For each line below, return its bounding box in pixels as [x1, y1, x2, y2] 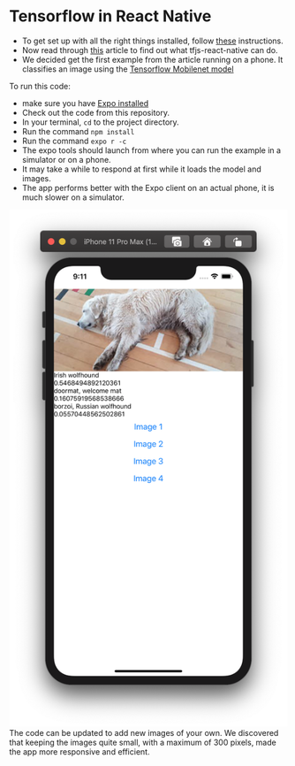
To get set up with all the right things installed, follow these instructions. [21, 35, 284, 46]
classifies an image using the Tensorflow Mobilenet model [21, 64, 234, 74]
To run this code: [9, 80, 71, 91]
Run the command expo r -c [21, 135, 127, 146]
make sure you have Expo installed [21, 97, 149, 108]
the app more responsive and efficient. [9, 746, 150, 757]
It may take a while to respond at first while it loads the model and [21, 164, 262, 174]
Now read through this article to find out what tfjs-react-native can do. [21, 44, 278, 55]
